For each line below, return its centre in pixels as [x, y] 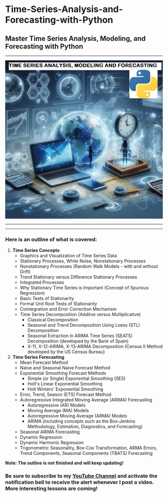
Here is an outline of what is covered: [51, 239]
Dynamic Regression [41, 437]
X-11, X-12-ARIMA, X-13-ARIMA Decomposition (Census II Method [95, 346]
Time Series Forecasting [38, 357]
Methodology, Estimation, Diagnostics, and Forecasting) [85, 427]
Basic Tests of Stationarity [47, 299]
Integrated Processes [42, 282]
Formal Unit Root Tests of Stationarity [58, 304]
